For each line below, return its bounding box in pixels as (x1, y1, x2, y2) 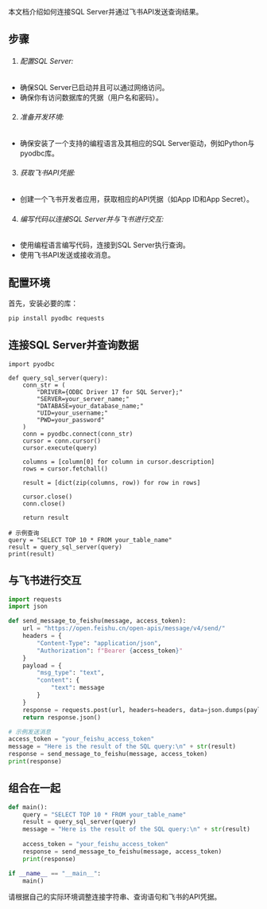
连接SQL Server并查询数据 (8, 338, 139, 352)
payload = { (22, 661, 62, 670)
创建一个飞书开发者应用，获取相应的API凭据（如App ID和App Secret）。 (19, 195, 254, 203)
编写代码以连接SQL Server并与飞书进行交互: (19, 214, 164, 223)
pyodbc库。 (19, 148, 60, 158)
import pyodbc (8, 360, 56, 368)
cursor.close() (22, 493, 73, 501)
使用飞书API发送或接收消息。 (19, 250, 115, 260)
